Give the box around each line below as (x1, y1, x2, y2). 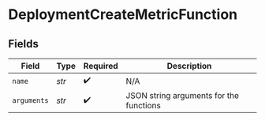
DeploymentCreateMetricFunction (8, 6, 238, 24)
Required (83, 61, 118, 71)
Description (166, 61, 212, 71)
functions (125, 100, 162, 111)
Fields (8, 37, 39, 51)
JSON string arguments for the (125, 90, 239, 100)
